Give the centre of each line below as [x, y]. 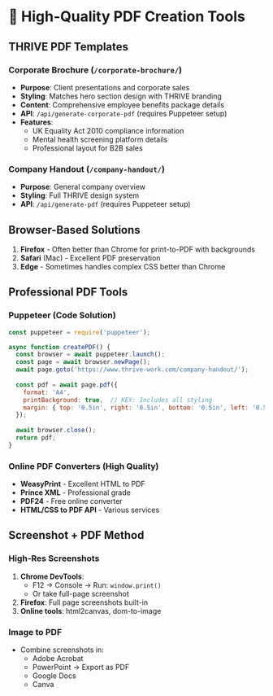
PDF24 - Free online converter [71, 501]
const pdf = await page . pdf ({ [67, 385]
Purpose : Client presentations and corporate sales [105, 87]
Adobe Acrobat [58, 659]
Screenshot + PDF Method [76, 535]
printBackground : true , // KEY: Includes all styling [118, 400]
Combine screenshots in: [62, 650]
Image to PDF [35, 632]
